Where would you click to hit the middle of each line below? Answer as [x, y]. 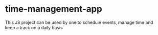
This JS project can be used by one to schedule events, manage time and [79, 22]
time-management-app [54, 9]
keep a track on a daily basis [34, 27]
